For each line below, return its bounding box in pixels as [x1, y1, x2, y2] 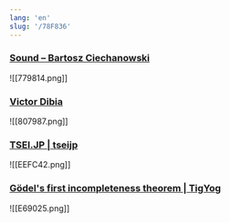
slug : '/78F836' [9, 22, 71, 31]
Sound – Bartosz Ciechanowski [9, 52, 151, 65]
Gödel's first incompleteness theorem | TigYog [9, 182, 222, 195]
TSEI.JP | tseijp [9, 138, 78, 151]
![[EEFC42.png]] [9, 159, 71, 170]
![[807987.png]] [9, 116, 68, 127]
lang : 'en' [9, 13, 51, 23]
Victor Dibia [9, 95, 64, 107]
